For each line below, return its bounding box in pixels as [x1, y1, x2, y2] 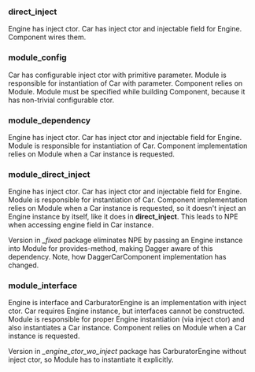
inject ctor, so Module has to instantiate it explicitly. [8, 355, 174, 364]
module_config [8, 52, 67, 63]
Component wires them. [8, 32, 87, 42]
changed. [8, 260, 39, 270]
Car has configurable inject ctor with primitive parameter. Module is [8, 70, 227, 79]
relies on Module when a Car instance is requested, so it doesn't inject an [8, 204, 246, 213]
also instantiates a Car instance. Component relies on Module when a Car [8, 323, 246, 333]
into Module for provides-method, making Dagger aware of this [8, 244, 213, 253]
